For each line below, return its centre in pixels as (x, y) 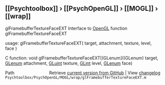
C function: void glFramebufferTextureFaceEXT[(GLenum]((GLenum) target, (82, 58)
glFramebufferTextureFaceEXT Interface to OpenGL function (66, 28)
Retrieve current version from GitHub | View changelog (105, 73)
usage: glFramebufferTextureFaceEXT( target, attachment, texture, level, (78, 43)
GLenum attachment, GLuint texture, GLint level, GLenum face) (69, 63)
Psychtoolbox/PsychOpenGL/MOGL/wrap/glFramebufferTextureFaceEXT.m (76, 77)
